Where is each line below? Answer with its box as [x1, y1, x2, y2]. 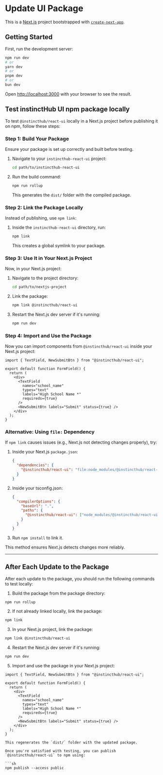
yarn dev [5, 64, 23, 69]
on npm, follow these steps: [5, 123, 61, 129]
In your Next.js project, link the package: [12, 627, 93, 632]
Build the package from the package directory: [12, 590, 106, 596]
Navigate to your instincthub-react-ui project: [12, 156, 107, 161]
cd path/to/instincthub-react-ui [12, 165, 80, 170]
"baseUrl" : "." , [21, 503, 54, 508]
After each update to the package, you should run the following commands [5, 576, 155, 581]
